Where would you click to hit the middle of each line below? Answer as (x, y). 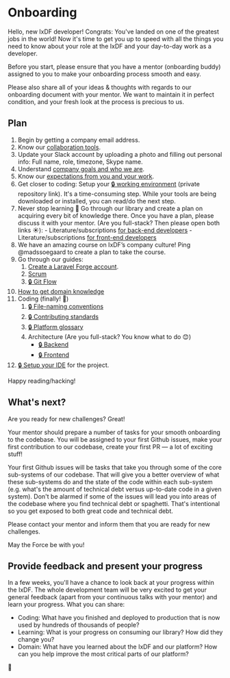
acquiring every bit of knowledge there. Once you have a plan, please (116, 215)
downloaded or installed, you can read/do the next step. (97, 201)
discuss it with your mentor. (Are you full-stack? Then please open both (118, 223)
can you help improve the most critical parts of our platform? (103, 654)
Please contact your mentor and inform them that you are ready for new (109, 524)
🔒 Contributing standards (63, 316)
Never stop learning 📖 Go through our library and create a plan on (110, 208)
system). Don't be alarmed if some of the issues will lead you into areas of (112, 496)
